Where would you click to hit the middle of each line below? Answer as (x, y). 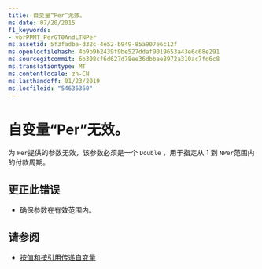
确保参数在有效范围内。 (57, 210)
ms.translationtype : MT (47, 67)
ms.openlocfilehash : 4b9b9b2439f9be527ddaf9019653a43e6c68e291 (114, 52)
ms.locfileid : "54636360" (50, 88)
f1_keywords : (30, 30)
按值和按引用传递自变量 (57, 257)
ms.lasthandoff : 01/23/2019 (54, 81)
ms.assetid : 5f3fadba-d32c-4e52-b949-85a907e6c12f (93, 45)
